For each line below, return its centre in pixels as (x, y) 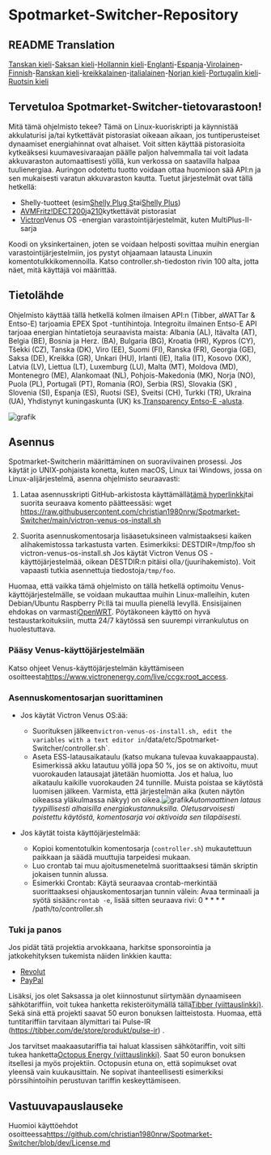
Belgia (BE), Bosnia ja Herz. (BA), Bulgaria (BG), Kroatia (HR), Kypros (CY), (132, 340)
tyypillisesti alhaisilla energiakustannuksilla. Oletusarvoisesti (133, 809)
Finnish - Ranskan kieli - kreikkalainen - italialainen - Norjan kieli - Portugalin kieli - (135, 73)
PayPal (32, 980)
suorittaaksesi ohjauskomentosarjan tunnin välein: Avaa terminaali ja (146, 892)
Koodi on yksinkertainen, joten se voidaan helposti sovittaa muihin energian (134, 244)
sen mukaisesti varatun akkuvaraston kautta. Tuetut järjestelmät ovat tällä (131, 178)
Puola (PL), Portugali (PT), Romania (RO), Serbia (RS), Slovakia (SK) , (123, 383)
